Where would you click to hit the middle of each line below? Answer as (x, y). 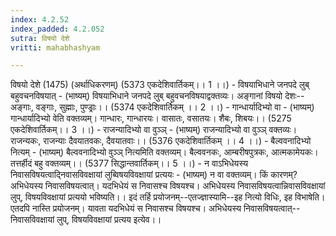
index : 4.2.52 (40, 19)
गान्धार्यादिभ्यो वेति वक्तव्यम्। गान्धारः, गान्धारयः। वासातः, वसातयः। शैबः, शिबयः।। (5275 (151, 118)
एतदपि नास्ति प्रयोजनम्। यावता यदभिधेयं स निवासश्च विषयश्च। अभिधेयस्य (126, 208)
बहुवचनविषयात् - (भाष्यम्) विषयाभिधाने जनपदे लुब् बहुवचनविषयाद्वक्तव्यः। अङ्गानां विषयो (146, 96)
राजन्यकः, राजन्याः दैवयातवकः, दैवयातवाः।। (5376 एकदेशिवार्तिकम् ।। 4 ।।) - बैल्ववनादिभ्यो (161, 141)
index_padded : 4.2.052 (57, 29)
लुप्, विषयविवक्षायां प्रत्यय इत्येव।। (109, 220)
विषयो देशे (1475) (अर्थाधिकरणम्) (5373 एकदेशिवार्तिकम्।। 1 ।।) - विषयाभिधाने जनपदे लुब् (160, 85)
